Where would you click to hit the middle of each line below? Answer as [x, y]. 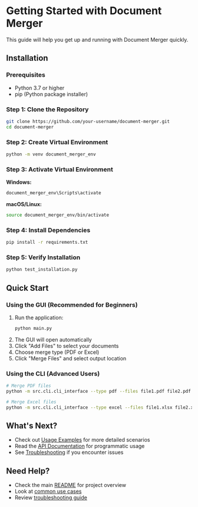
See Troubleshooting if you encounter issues [69, 452]
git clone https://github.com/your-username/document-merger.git [88, 121]
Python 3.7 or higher [39, 88]
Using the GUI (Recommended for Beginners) [72, 304]
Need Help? [28, 471]
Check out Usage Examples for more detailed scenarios [82, 440]
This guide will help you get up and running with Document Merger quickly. [97, 39]
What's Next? [32, 425]
